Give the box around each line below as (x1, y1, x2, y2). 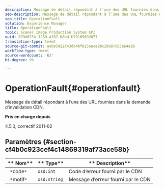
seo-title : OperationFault (5, 16, 60, 21)
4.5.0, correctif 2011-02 (5, 123, 53, 129)
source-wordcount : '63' (5, 53, 54, 58)
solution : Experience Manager (5, 21, 67, 26)
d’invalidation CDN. (5, 104, 44, 110)
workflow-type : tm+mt (5, 48, 50, 53)
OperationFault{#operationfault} (5, 83, 141, 94)
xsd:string (37, 177, 63, 182)
